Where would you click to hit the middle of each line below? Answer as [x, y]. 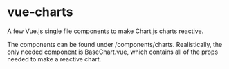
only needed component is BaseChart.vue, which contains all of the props [113, 52]
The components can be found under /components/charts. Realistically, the [115, 44]
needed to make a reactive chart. [54, 59]
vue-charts [40, 12]
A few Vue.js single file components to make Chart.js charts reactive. [106, 31]
